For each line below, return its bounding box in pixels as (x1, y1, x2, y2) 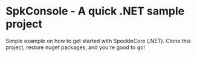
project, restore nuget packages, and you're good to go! (5, 44, 146, 51)
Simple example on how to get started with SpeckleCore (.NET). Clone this (5, 37, 191, 44)
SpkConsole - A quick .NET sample (5, 4, 185, 18)
